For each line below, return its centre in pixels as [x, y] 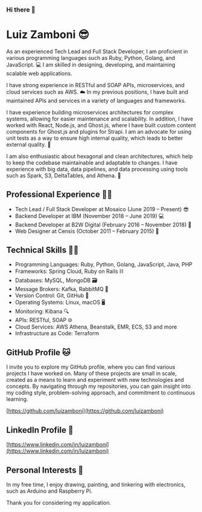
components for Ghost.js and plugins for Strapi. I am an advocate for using [99, 131]
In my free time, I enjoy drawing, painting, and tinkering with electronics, [96, 484]
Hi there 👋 [21, 10]
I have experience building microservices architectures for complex [90, 112]
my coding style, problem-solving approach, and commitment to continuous [101, 393]
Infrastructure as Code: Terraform [57, 333]
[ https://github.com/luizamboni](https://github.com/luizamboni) [85, 411]
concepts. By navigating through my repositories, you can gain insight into [99, 386]
